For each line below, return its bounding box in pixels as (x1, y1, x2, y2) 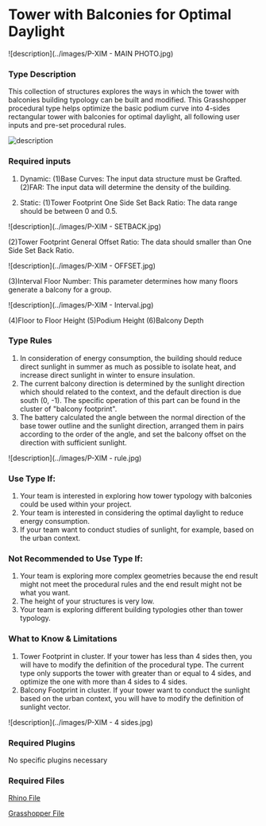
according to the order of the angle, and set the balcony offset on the (19, 429, 247, 439)
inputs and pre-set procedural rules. (8, 121, 127, 130)
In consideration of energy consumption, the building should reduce (19, 353, 242, 363)
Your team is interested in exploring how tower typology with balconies (19, 491, 253, 501)
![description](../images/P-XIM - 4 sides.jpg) (8, 717, 153, 727)
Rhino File (8, 793, 41, 803)
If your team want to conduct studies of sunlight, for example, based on (19, 525, 254, 534)
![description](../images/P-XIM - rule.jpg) (8, 453, 142, 463)
